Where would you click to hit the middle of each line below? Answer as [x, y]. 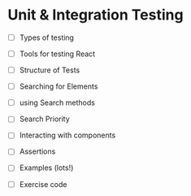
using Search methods [57, 102]
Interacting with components [67, 135]
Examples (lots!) [46, 168]
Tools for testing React [57, 54]
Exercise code [43, 184]
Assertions [37, 151]
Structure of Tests [50, 70]
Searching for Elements [59, 86]
